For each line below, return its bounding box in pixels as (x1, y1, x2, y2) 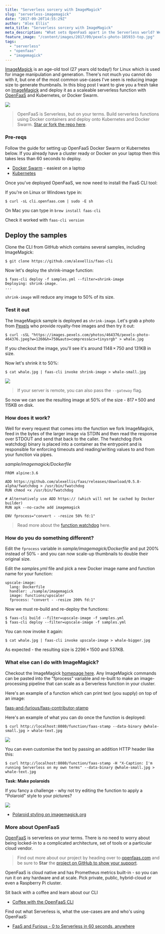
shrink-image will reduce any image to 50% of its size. (5, 294, 115, 300)
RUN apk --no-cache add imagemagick (5, 505, 80, 510)
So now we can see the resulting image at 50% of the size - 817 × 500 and (5, 396, 155, 403)
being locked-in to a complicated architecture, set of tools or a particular (5, 840, 152, 846)
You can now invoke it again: (5, 628, 63, 634)
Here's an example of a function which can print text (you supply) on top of (5, 690, 157, 696)
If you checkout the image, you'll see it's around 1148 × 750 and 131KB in (5, 345, 151, 351)
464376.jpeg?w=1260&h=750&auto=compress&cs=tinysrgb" (5, 337, 118, 341)
